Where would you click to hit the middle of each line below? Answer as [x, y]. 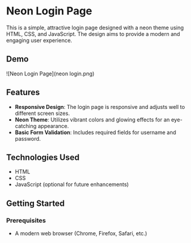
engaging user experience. [39, 40]
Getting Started [36, 203]
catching [26, 126]
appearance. [53, 126]
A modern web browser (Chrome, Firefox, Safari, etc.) [81, 233]
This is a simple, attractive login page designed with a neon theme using [95, 28]
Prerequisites [26, 220]
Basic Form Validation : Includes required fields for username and [95, 132]
